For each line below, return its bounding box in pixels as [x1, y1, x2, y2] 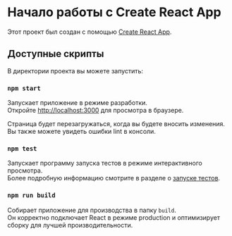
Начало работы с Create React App [7, 4, 221, 20]
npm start [7, 84, 41, 92]
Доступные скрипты [7, 48, 104, 60]
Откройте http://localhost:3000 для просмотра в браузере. [7, 106, 184, 115]
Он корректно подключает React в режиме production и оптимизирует [7, 213, 221, 222]
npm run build [7, 192, 56, 199]
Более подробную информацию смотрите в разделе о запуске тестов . [7, 174, 221, 182]
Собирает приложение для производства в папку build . [7, 206, 176, 214]
